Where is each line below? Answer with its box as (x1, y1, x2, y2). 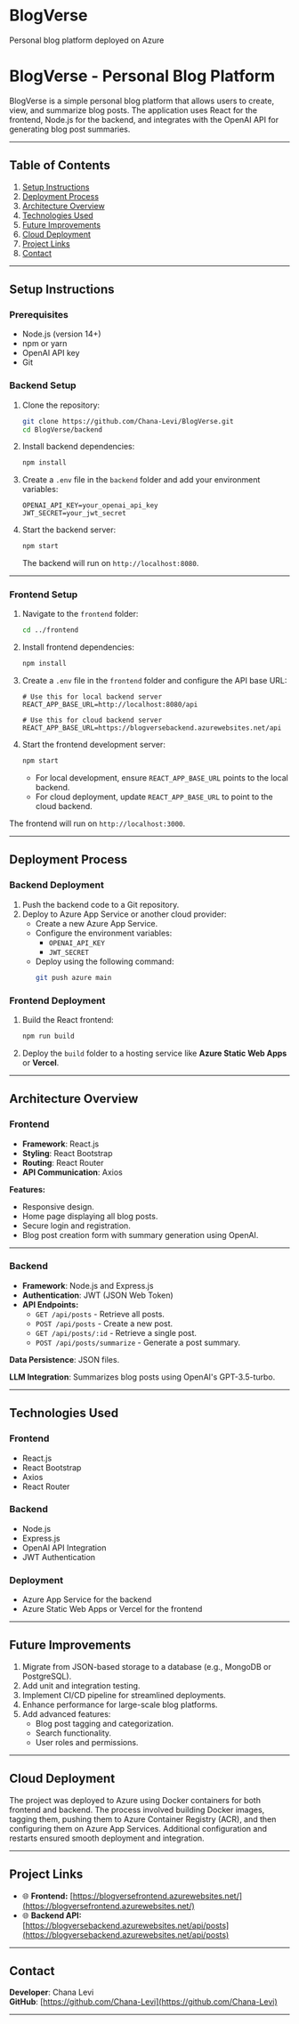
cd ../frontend (21, 626, 79, 635)
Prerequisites (9, 309, 69, 320)
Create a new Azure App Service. (35, 918, 158, 928)
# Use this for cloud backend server (21, 716, 163, 725)
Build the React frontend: (21, 1014, 114, 1024)
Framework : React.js (21, 1138, 100, 1149)
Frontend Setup (9, 588, 78, 601)
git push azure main (35, 973, 112, 982)
